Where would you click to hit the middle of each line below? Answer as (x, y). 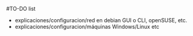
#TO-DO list (21, 9)
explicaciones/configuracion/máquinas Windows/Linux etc (87, 27)
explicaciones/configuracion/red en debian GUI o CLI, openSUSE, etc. (101, 20)
